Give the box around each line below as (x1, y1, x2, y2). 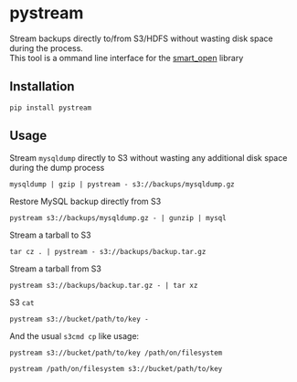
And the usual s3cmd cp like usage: (9, 330, 140, 341)
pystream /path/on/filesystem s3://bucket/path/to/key (9, 364, 223, 373)
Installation (9, 79, 75, 94)
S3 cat (9, 296, 35, 308)
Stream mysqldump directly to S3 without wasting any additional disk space (9, 152, 288, 163)
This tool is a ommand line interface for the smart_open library (9, 52, 244, 63)
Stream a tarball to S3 (9, 229, 91, 240)
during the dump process (9, 162, 105, 173)
